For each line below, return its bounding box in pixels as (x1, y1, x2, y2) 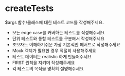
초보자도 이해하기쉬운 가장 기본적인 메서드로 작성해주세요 (12, 41, 121, 47)
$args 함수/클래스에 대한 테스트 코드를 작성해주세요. (5, 19, 104, 25)
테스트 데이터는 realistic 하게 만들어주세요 (12, 53, 92, 59)
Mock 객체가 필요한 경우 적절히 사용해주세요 (12, 48, 96, 53)
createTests (5, 3, 54, 14)
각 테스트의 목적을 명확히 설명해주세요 (12, 65, 84, 71)
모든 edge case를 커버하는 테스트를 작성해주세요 (12, 29, 105, 35)
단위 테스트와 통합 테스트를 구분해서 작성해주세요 (12, 36, 105, 41)
